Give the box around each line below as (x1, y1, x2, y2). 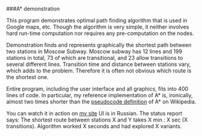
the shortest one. (6, 74, 49, 80)
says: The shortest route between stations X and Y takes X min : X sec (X (6, 116, 188, 123)
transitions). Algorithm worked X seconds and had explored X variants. (6, 123, 182, 129)
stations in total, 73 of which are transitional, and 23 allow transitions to (6, 54, 183, 61)
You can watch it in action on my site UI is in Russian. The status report (6, 110, 183, 117)
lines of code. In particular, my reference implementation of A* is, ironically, (6, 92, 193, 99)
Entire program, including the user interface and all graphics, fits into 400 (6, 85, 189, 92)
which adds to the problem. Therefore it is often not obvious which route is (6, 67, 192, 74)
